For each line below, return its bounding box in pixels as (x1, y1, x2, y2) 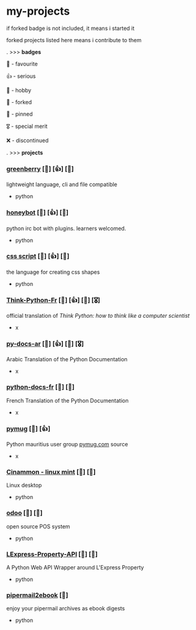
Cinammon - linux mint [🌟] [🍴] (6, 467, 96, 476)
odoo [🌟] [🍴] (6, 509, 43, 517)
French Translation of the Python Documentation (6, 397, 129, 404)
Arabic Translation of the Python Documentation (6, 356, 128, 363)
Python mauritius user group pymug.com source (6, 441, 128, 448)
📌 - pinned (6, 110, 33, 118)
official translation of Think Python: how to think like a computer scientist (6, 312, 190, 320)
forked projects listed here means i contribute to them (6, 36, 142, 43)
